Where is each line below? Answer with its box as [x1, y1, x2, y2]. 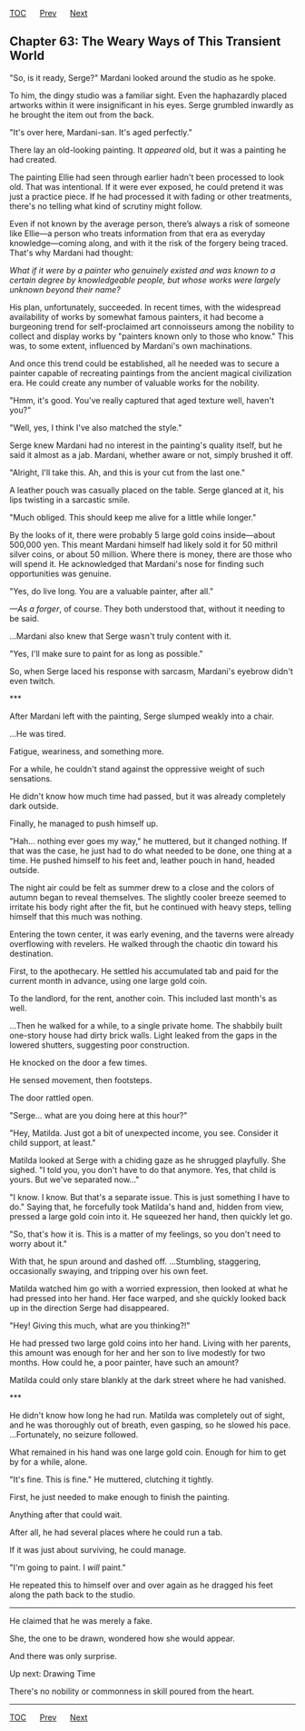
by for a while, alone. [9, 1456, 88, 1467]
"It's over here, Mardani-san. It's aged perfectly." [9, 126, 192, 137]
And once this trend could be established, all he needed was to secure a [9, 358, 280, 369]
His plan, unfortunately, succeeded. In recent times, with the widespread [9, 302, 281, 313]
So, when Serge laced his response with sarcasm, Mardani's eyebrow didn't [9, 665, 293, 676]
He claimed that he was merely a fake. [9, 1615, 152, 1626]
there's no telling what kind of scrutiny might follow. [9, 200, 202, 212]
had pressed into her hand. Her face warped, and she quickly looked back [9, 1292, 287, 1303]
